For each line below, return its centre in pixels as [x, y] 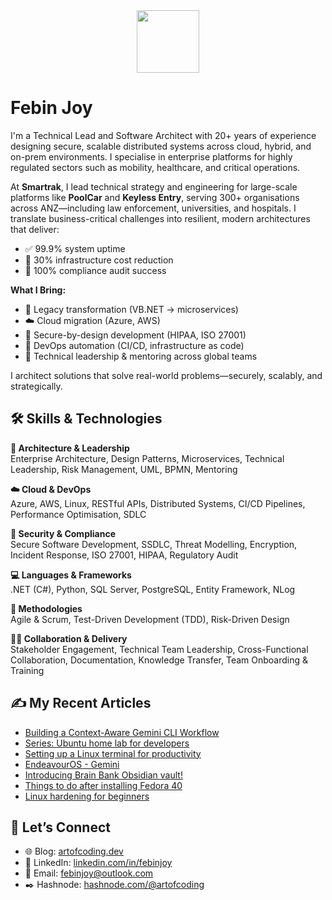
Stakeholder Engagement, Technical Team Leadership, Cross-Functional [159, 649]
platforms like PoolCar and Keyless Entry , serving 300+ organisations [155, 197]
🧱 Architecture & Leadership [70, 448]
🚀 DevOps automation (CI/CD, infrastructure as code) [134, 345]
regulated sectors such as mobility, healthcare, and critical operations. [155, 167]
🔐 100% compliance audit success [95, 270]
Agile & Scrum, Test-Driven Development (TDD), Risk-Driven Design [150, 619]
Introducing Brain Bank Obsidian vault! [103, 775]
